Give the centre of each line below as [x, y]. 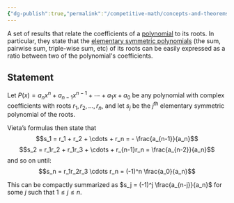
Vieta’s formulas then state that [52, 128]
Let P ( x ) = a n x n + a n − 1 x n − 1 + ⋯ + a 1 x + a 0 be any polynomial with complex [116, 95]
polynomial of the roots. [41, 115]
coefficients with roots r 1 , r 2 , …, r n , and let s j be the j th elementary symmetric [116, 106]
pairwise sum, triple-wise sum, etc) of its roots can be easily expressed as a [116, 48]
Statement [31, 78]
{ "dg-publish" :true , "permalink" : [56, 14]
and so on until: [29, 161]
